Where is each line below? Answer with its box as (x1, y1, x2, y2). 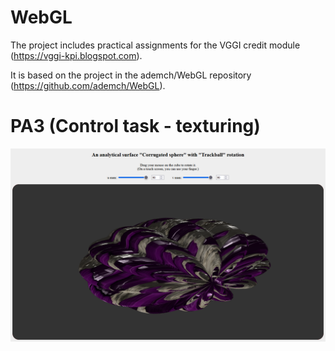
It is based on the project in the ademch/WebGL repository (10, 69, 252, 81)
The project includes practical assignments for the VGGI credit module (10, 39, 301, 51)
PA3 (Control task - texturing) (10, 115, 261, 138)
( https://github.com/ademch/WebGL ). (10, 79, 166, 91)
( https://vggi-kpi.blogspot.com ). (10, 49, 143, 61)
